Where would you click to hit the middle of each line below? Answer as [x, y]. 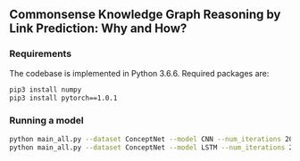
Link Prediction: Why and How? [98, 29]
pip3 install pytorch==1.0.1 [63, 98]
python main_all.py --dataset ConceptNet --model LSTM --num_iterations [147, 147]
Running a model [46, 121]
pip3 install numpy [46, 89]
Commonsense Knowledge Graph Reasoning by [145, 15]
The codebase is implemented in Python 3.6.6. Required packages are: [139, 73]
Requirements [41, 54]
